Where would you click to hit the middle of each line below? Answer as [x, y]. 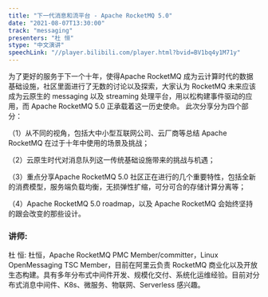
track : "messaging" [41, 30]
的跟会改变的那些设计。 [47, 213]
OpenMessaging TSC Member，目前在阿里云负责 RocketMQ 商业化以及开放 [133, 265]
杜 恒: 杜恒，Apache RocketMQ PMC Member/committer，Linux [113, 255]
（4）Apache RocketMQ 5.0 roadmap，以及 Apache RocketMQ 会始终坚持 [131, 203]
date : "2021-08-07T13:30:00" [57, 23]
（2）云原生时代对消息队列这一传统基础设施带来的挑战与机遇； [112, 160]
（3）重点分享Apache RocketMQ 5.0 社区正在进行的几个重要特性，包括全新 [132, 177]
